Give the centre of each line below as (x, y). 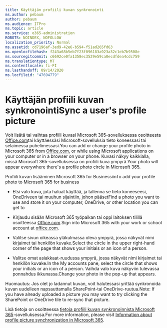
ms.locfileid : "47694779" (32, 75)
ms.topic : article (24, 29)
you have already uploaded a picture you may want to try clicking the (76, 294)
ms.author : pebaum (24, 15)
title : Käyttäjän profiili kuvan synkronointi (54, 10)
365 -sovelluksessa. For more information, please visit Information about (79, 314)
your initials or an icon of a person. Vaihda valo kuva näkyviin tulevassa (86, 268)
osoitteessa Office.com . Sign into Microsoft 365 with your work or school (87, 222)
